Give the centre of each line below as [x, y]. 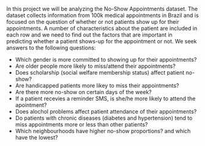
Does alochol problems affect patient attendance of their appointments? [106, 111]
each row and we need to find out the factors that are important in [89, 35]
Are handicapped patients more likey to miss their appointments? [97, 86]
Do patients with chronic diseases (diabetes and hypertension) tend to [104, 118]
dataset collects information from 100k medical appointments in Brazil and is [102, 15]
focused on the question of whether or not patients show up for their [93, 22]
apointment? [31, 105]
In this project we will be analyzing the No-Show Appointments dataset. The [102, 9]
